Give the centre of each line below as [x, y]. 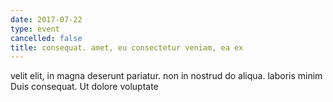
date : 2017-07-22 [46, 19]
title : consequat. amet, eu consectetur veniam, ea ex [127, 47]
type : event [35, 29]
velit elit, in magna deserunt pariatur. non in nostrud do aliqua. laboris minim [166, 76]
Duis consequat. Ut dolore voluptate [84, 87]
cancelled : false [46, 38]
